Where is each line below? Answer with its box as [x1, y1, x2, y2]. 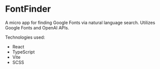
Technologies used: [5, 34, 45, 40]
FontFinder [5, 3, 51, 15]
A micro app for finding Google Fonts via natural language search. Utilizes [5, 20, 156, 25]
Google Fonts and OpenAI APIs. [5, 24, 69, 30]
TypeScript [12, 49, 35, 55]
